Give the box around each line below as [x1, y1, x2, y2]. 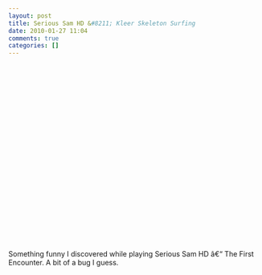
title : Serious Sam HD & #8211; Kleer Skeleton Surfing [8, 19, 196, 27]
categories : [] [8, 42, 59, 50]
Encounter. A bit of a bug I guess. [8, 258, 119, 268]
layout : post [8, 11, 52, 20]
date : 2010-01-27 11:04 [8, 27, 88, 35]
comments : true [8, 34, 59, 43]
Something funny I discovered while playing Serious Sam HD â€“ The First [8, 249, 255, 259]
